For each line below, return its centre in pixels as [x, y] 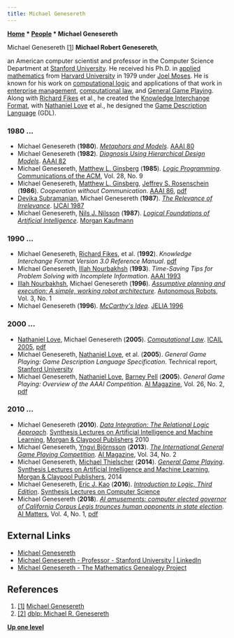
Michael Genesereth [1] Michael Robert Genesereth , [83, 47]
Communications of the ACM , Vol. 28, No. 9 [80, 176]
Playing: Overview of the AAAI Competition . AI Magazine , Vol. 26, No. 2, [121, 384]
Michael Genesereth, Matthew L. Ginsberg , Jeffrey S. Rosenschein [113, 183]
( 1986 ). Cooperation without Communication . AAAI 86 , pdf [102, 190]
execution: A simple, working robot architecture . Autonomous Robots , [118, 291]
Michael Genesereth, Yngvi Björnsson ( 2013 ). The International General [120, 447]
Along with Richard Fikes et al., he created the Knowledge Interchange [109, 98]
